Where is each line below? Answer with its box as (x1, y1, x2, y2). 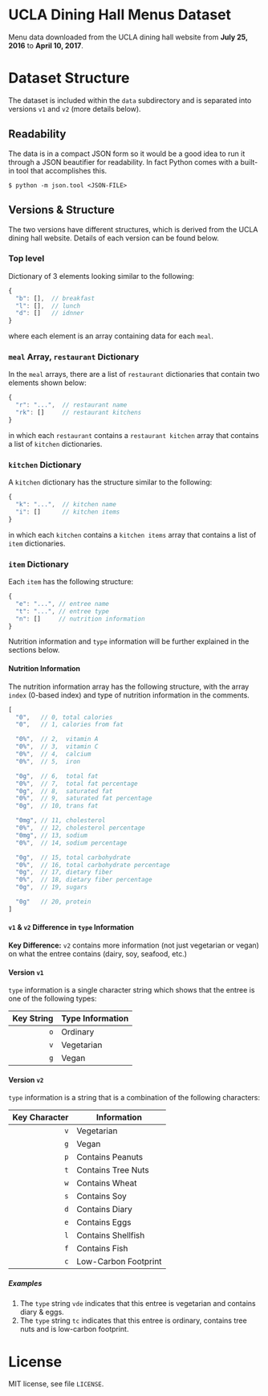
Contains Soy (75, 1191, 127, 1202)
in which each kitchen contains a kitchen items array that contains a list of (8, 530, 257, 539)
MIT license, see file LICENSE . (8, 1379, 104, 1389)
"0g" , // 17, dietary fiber (15, 868, 113, 877)
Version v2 (8, 1075, 44, 1084)
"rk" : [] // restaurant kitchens (15, 408, 142, 417)
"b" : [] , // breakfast (15, 294, 95, 302)
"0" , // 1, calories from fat (15, 721, 124, 729)
